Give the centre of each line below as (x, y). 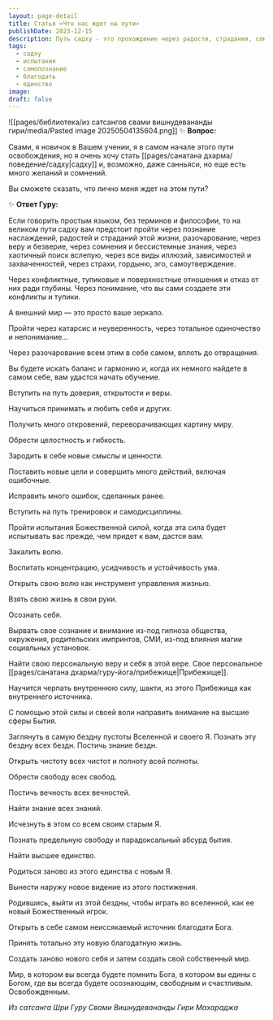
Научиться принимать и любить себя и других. (90, 409)
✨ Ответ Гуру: (33, 205)
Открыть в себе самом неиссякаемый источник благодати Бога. (121, 927)
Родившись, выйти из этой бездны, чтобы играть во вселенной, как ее (131, 903)
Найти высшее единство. (52, 856)
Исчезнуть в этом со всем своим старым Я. (85, 824)
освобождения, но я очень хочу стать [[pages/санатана (105, 156)
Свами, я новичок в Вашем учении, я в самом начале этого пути (121, 147)
